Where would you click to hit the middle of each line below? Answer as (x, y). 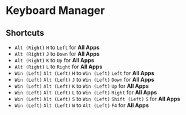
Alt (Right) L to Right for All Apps (58, 67)
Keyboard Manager (55, 11)
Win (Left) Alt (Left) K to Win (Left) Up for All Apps (82, 86)
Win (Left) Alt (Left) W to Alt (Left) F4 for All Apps (82, 105)
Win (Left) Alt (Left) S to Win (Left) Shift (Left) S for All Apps (97, 99)
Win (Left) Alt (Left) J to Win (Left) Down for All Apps (84, 80)
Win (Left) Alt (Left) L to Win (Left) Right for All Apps (86, 92)
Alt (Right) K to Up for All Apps (54, 60)
